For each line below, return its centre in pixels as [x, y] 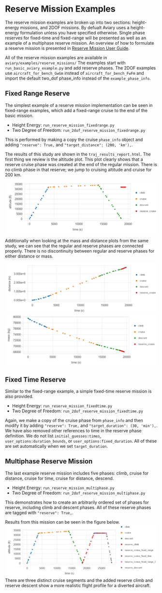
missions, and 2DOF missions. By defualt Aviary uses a [75, 27]
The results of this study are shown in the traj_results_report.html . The [78, 154]
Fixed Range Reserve [37, 93]
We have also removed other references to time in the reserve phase [73, 431]
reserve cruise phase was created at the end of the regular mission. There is [81, 164]
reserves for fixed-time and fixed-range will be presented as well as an [76, 38]
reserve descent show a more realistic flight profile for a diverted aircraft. [78, 585]
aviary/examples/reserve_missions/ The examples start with [65, 63]
